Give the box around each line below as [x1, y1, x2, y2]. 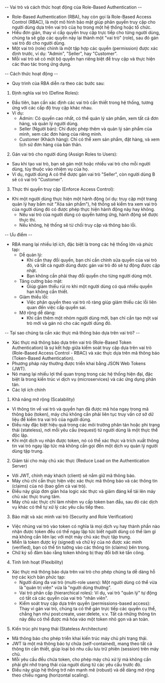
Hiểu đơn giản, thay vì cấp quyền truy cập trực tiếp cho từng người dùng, [11, 30, 160, 35]
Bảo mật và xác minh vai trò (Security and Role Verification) [11, 514, 133, 520]
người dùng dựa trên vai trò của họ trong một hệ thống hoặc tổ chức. [11, 24, 152, 30]
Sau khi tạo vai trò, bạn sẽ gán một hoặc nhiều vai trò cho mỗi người [11, 161, 151, 166]
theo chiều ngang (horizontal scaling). [11, 672, 89, 678]
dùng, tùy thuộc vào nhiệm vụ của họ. [11, 166, 89, 172]
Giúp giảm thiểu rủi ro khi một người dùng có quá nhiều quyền [26, 283, 153, 289]
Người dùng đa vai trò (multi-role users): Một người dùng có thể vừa [19, 579, 158, 585]
